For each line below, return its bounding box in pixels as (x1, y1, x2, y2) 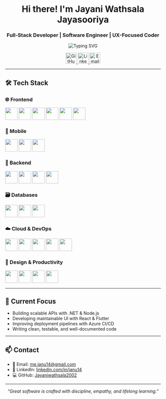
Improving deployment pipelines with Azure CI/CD (12, 321, 115, 327)
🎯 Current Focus (5, 297, 56, 306)
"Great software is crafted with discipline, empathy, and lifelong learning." (7, 388, 159, 395)
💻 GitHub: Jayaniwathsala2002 (12, 372, 78, 378)
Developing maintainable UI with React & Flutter (12, 316, 110, 322)
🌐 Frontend (5, 96, 33, 103)
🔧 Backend (5, 160, 31, 167)
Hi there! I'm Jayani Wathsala (21, 3, 145, 15)
